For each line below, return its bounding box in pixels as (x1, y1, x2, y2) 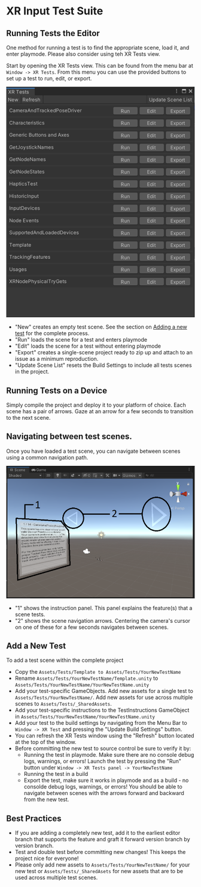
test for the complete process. (14, 330, 90, 337)
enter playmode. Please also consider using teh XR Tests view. (6, 50, 160, 58)
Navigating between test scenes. (6, 431, 133, 442)
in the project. (14, 368, 50, 375)
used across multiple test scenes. (14, 874, 98, 881)
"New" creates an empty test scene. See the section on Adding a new (14, 323, 187, 331)
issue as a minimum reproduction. (14, 356, 99, 363)
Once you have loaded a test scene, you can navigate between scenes (6, 447, 181, 455)
